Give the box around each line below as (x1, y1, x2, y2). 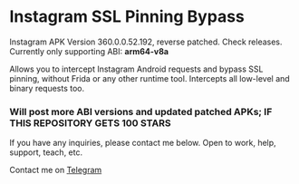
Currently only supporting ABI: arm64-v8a (9, 45, 169, 56)
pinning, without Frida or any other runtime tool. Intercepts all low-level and (9, 73, 290, 83)
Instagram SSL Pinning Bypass (9, 6, 245, 27)
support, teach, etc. (9, 147, 83, 158)
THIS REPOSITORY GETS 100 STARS (9, 116, 171, 129)
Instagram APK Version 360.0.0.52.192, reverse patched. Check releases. (9, 36, 283, 47)
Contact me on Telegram (9, 165, 102, 176)
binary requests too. (9, 82, 85, 93)
